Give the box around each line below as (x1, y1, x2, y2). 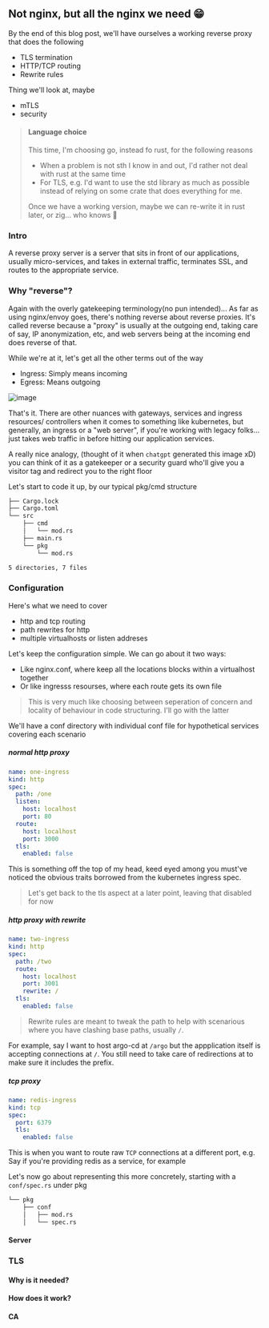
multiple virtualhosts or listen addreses (19, 633, 148, 643)
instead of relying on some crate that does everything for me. (39, 187, 243, 196)
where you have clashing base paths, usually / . (27, 1025, 184, 1034)
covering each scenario (8, 729, 86, 739)
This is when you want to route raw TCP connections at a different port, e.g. (8, 1148, 255, 1157)
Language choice (27, 127, 87, 137)
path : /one (15, 790, 52, 798)
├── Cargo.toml (8, 504, 59, 512)
